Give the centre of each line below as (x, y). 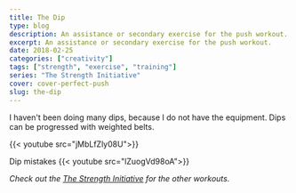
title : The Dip (37, 17)
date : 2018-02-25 (41, 51)
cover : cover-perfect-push (59, 84)
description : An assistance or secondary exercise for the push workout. (149, 34)
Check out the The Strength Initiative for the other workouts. (120, 178)
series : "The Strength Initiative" (75, 76)
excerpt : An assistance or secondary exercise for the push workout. (141, 42)
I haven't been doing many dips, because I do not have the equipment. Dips (148, 117)
